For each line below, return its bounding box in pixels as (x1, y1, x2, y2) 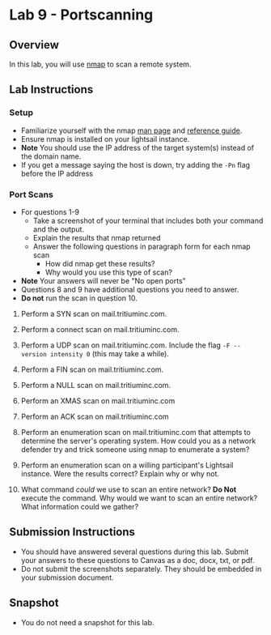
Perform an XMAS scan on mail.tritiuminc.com (20, 395, 176, 406)
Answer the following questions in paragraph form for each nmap (32, 241, 251, 251)
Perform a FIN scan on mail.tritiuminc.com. (20, 364, 164, 374)
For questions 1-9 (20, 207, 80, 216)
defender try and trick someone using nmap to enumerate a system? (20, 444, 250, 454)
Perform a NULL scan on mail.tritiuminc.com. (20, 380, 171, 390)
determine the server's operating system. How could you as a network (20, 436, 256, 445)
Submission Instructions (9, 525, 136, 539)
